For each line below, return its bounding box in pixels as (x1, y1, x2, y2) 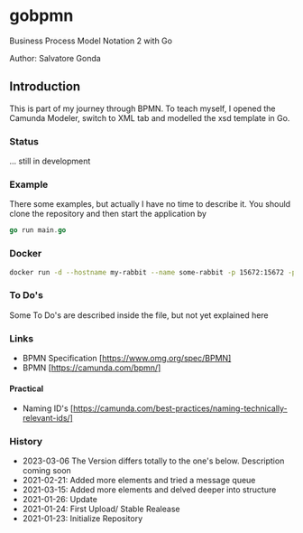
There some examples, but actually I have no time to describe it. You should (9, 199, 291, 210)
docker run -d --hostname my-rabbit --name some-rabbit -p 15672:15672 (9, 267, 284, 276)
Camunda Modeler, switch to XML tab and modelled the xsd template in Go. (9, 112, 290, 123)
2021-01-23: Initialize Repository (22, 513, 143, 524)
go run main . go (9, 226, 67, 235)
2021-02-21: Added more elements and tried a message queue (22, 475, 256, 486)
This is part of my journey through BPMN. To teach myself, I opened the (9, 103, 276, 114)
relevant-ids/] (22, 413, 74, 424)
